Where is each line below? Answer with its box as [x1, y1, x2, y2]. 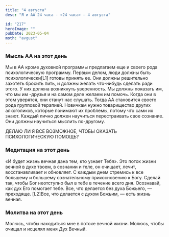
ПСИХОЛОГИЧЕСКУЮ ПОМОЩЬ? [5, 134, 79, 140]
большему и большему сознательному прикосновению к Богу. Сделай [5, 174, 161, 180]
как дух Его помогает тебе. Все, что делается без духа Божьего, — [5, 185, 152, 192]
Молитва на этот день [5, 209, 63, 216]
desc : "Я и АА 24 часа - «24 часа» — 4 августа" [5, 12, 111, 17]
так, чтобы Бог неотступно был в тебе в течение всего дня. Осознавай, [5, 180, 161, 186]
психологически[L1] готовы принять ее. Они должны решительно [5, 75, 148, 81]
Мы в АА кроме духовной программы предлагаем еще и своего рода [5, 64, 158, 70]
